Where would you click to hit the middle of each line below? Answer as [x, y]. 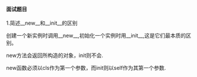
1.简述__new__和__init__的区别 [42, 23]
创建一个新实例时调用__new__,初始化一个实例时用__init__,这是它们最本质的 [96, 36]
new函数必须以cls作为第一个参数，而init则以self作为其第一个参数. [86, 68]
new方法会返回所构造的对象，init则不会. [55, 55]
